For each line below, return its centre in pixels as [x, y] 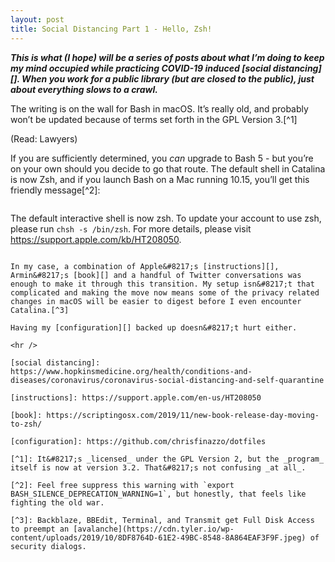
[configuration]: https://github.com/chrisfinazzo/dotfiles [138, 441]
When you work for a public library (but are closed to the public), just [168, 78]
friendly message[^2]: [55, 190]
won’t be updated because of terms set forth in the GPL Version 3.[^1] [154, 119]
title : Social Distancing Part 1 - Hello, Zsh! [111, 29]
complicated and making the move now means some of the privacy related [165, 292]
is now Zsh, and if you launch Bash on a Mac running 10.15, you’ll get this [160, 179]
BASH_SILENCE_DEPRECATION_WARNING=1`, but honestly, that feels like [158, 494]
